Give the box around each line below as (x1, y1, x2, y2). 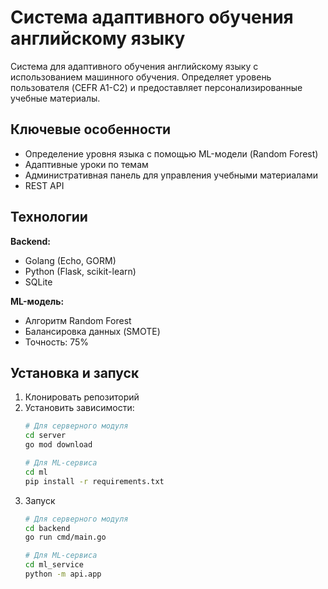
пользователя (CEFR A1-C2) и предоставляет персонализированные (10, 81, 303, 93)
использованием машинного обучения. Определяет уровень (10, 71, 272, 83)
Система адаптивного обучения (10, 6, 294, 29)
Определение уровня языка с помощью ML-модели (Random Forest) (24, 147, 319, 160)
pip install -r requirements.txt (24, 476, 165, 486)
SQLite (24, 276, 53, 288)
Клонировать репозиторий (24, 391, 140, 403)
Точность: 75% (24, 336, 90, 348)
